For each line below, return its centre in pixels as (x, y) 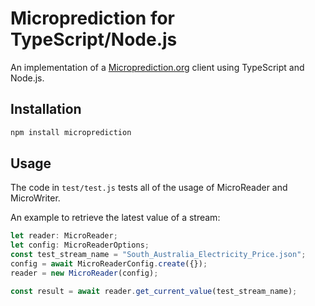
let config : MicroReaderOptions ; (80, 245)
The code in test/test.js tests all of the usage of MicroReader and (149, 188)
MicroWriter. (35, 198)
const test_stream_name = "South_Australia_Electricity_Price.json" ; (158, 255)
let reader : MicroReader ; (64, 236)
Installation (46, 109)
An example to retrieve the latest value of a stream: (115, 218)
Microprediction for (92, 18)
